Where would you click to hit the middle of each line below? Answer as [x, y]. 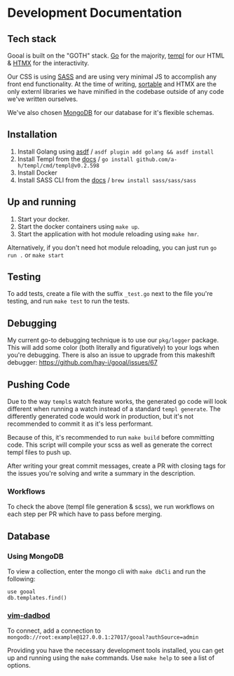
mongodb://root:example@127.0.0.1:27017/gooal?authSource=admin [103, 637]
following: [21, 579]
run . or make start [36, 255]
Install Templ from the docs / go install [75, 158]
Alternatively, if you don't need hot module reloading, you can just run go [112, 248]
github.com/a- [157, 159]
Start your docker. [43, 219]
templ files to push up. [40, 452]
